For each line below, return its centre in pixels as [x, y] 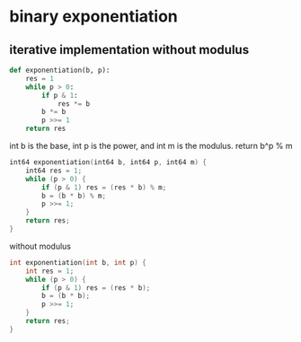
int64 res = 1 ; [54, 171]
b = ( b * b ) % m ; [74, 196]
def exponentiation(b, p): [60, 70]
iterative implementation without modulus [129, 50]
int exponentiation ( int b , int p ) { [78, 262]
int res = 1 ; [50, 271]
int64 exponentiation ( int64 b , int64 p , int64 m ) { [108, 162]
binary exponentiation [93, 17]
